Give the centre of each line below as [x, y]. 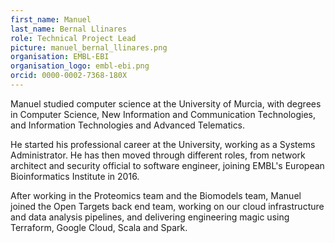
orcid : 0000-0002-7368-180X [69, 76]
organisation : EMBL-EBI [60, 57]
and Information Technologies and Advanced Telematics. [128, 125]
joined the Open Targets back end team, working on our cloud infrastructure [167, 206]
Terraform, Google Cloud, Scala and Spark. [99, 227]
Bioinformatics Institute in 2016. [75, 176]
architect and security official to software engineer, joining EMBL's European [167, 165]
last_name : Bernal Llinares [69, 29]
